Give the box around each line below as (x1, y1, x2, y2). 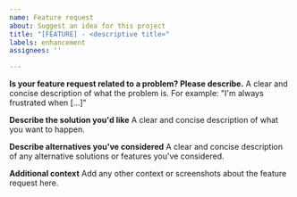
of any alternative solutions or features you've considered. (9, 151, 225, 161)
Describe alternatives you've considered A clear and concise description (9, 142, 284, 152)
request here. (9, 177, 59, 188)
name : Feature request (9, 12, 94, 22)
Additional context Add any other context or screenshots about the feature (9, 168, 287, 179)
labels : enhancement (9, 37, 87, 47)
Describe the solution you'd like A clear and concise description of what (9, 115, 279, 126)
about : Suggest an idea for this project (9, 21, 166, 30)
